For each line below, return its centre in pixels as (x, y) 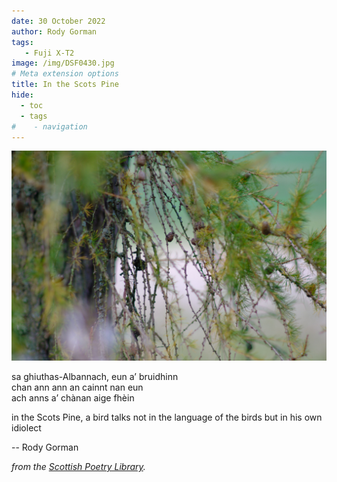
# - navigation (49, 126)
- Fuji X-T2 (49, 53)
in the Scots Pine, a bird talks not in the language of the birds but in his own (167, 417)
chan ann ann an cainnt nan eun (77, 387)
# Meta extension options (65, 74)
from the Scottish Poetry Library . (78, 467)
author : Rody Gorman (54, 31)
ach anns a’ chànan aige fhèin (73, 398)
